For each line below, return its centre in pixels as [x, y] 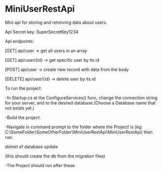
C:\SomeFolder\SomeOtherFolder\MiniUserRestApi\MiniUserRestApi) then [79, 132]
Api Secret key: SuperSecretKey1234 [42, 32]
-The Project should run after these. [41, 165]
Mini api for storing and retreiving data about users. [56, 22]
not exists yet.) [20, 108]
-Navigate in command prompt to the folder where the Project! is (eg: [74, 127]
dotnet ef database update [31, 146]
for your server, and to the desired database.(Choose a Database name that [80, 103]
